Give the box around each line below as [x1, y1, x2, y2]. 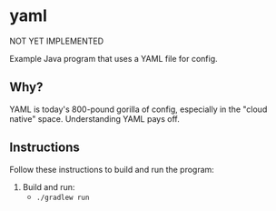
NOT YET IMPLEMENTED [9, 35, 104, 46]
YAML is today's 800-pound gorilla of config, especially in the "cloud [9, 104, 268, 115]
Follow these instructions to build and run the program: [9, 164, 215, 175]
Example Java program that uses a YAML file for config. [9, 53, 218, 64]
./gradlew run [35, 193, 90, 202]
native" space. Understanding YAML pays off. [9, 113, 180, 124]
